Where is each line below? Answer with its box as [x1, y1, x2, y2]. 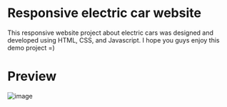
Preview [7, 69, 57, 84]
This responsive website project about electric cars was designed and [7, 28, 214, 37]
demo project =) [7, 43, 55, 52]
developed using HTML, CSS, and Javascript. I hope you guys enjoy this [7, 35, 220, 44]
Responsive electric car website [7, 5, 202, 21]
